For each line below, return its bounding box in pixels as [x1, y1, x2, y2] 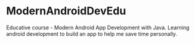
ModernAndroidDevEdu [6, 4, 126, 18]
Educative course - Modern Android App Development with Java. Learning [6, 24, 190, 31]
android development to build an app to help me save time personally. [6, 30, 178, 37]
